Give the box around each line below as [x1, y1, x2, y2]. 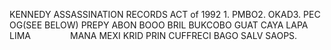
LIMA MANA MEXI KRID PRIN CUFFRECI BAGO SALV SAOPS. [9, 30, 298, 41]
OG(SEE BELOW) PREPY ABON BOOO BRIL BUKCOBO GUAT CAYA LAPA [9, 19, 309, 31]
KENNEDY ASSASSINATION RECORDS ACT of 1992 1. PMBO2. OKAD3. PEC [9, 9, 321, 20]
